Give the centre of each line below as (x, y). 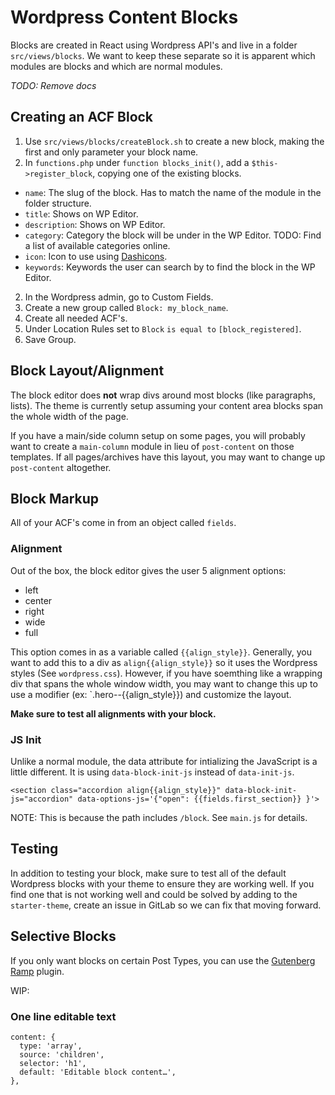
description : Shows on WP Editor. (95, 224)
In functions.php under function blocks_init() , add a (137, 162)
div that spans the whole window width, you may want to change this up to (164, 683)
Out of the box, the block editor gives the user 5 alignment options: (148, 570)
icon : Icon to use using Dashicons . (96, 256)
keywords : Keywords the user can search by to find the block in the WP (170, 267)
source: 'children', (62, 1054)
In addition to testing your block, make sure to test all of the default (148, 873)
